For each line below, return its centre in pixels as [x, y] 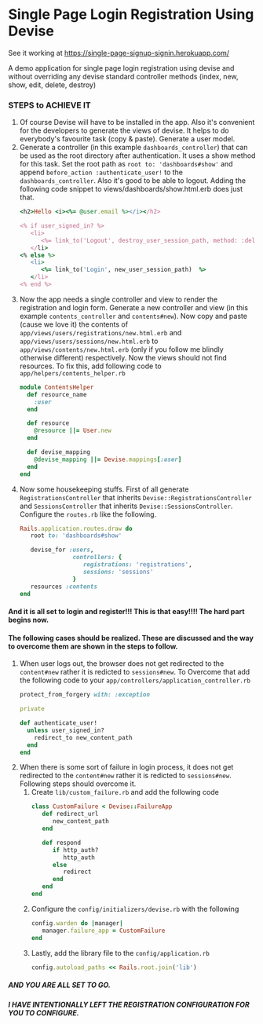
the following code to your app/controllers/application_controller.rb [135, 680]
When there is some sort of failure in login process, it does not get [126, 767]
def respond [61, 843]
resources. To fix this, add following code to [91, 366]
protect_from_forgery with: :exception [85, 695]
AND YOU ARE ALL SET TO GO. [60, 985]
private [32, 709]
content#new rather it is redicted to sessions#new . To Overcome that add [135, 672]
